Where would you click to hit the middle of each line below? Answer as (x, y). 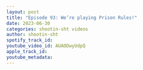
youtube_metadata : (30, 57)
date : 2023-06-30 (28, 23)
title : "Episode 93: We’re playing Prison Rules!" (72, 18)
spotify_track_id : (30, 40)
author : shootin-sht (33, 35)
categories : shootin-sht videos (47, 29)
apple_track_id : (27, 52)
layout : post (23, 12)
